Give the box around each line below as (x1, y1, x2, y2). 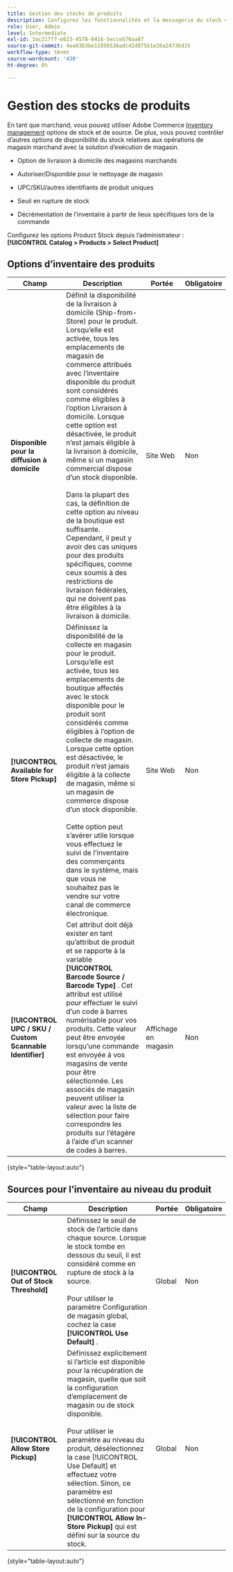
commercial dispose (65, 464, 132, 474)
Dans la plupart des (65, 490, 130, 499)
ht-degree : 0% (7, 62, 49, 69)
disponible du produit (65, 377, 136, 387)
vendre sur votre (65, 891, 120, 901)
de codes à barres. (65, 1145, 128, 1155)
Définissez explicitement (67, 1349, 147, 1358)
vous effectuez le (65, 839, 123, 849)
